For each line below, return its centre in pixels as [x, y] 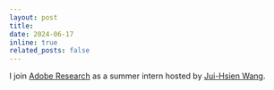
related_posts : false [50, 51]
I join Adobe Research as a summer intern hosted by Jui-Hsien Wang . [137, 76]
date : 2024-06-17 [42, 34]
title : [21, 26]
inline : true [34, 42]
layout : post [34, 17]
